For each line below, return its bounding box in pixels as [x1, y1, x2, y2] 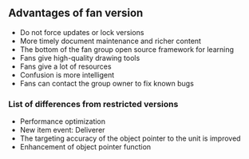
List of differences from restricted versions [8, 98, 179, 109]
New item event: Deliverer [19, 125, 105, 135]
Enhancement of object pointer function [19, 142, 152, 152]
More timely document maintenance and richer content [19, 36, 202, 46]
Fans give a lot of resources [19, 62, 112, 71]
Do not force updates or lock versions [19, 27, 144, 37]
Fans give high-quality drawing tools [19, 53, 140, 62]
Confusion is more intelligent [19, 70, 115, 79]
